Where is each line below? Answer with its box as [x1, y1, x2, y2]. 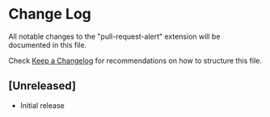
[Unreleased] [8, 79, 77, 93]
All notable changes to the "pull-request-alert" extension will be [8, 31, 221, 41]
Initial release [19, 100, 65, 110]
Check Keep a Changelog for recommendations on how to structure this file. [8, 56, 263, 65]
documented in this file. [8, 40, 87, 49]
